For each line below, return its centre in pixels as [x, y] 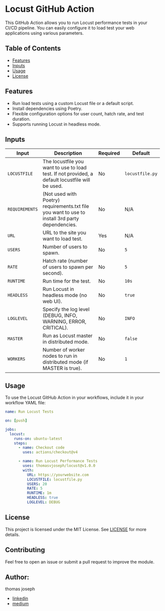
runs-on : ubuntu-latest [38, 438]
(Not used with [60, 194]
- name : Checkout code [41, 448]
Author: [17, 577]
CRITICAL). [55, 328]
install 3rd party [61, 218]
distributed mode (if [65, 362]
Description [68, 153]
